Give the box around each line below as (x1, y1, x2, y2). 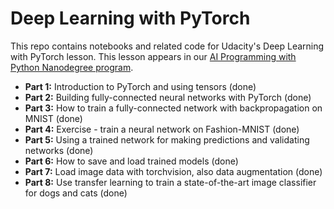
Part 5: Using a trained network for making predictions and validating (24, 133, 310, 146)
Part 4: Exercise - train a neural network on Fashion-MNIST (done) (24, 123, 300, 135)
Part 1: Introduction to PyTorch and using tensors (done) (24, 80, 257, 92)
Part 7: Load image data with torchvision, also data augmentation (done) (24, 165, 323, 177)
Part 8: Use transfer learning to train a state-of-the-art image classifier (24, 176, 317, 188)
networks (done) (24, 144, 94, 156)
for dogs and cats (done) (24, 187, 128, 199)
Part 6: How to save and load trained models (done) (24, 155, 239, 167)
